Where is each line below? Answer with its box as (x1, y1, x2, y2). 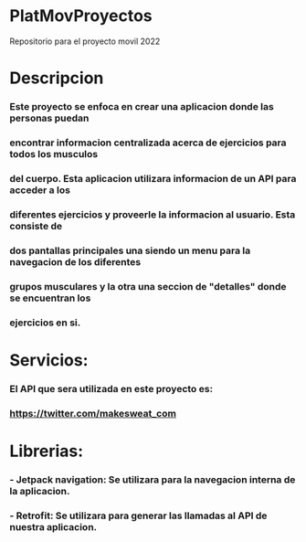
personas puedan (9, 112, 90, 124)
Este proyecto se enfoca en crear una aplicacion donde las (9, 101, 274, 113)
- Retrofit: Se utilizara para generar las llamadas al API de (9, 509, 268, 522)
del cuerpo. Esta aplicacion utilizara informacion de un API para (9, 172, 297, 185)
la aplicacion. (9, 484, 70, 497)
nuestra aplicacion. (9, 520, 98, 533)
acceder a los (9, 184, 71, 197)
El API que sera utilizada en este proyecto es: (9, 382, 213, 395)
